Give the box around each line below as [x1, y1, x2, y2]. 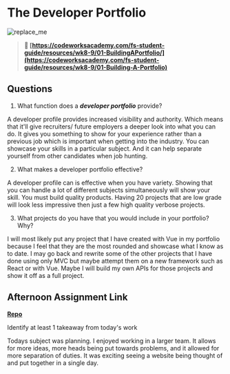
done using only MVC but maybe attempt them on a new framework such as [7, 256, 223, 265]
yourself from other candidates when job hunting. [7, 151, 148, 160]
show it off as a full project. [7, 271, 85, 279]
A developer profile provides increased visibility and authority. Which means [7, 115, 224, 123]
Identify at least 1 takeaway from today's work [7, 323, 138, 331]
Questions [7, 83, 53, 95]
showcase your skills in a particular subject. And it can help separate [7, 144, 202, 153]
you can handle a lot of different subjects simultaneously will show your [7, 185, 211, 194]
